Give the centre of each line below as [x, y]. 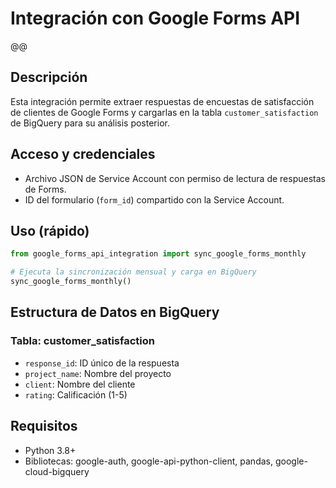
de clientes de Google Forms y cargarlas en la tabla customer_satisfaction [164, 112]
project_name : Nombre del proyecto [98, 373]
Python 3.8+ [50, 450]
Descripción [49, 77]
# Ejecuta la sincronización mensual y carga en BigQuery [133, 272]
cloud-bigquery [57, 471]
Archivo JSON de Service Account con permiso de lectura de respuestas [175, 178]
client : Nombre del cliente [80, 384]
